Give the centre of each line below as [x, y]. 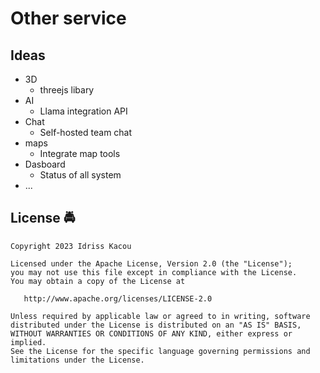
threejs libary [67, 90]
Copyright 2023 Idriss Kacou [71, 246]
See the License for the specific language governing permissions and [160, 351]
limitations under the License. [77, 360]
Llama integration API [83, 111]
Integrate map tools [80, 153]
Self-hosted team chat [86, 132]
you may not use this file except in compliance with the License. [154, 272]
